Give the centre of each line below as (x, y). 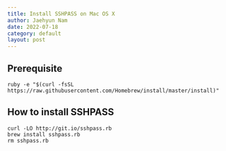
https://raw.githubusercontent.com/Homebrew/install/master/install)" (113, 91)
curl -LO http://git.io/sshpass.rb (60, 128)
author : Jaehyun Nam (38, 20)
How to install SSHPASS (61, 112)
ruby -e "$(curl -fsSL (41, 84)
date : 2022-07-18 (33, 27)
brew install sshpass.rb (44, 134)
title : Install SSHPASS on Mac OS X (61, 14)
